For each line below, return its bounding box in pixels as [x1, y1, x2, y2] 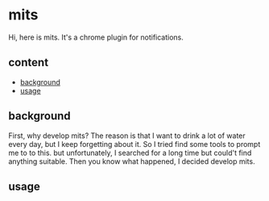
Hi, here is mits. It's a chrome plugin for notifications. [8, 32, 184, 42]
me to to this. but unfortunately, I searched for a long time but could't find [8, 148, 252, 157]
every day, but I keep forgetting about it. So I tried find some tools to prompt [8, 139, 261, 149]
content [8, 56, 49, 69]
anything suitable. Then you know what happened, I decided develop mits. [8, 156, 255, 166]
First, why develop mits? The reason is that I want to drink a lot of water [8, 131, 246, 140]
